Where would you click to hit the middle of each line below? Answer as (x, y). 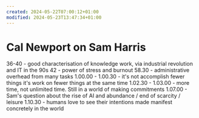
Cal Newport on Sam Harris (76, 47)
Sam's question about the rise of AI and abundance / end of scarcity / (93, 96)
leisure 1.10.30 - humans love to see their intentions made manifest (89, 102)
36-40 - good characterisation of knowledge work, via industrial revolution (99, 64)
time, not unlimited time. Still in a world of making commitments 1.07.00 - (97, 89)
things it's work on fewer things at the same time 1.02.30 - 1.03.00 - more (98, 83)
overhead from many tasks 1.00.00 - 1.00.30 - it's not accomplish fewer (96, 76)
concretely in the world (35, 108)
